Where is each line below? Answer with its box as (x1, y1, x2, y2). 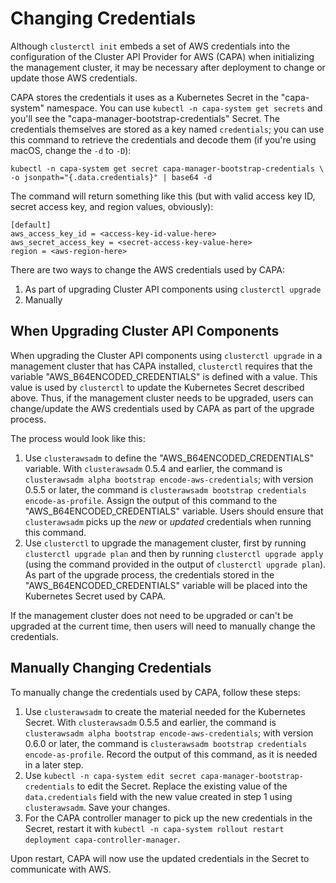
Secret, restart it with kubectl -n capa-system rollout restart (24, 822, 285, 834)
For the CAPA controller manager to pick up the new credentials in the (24, 812, 313, 824)
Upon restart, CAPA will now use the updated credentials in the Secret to (10, 852, 310, 864)
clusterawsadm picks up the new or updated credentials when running (24, 515, 312, 527)
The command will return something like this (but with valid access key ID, (10, 190, 316, 202)
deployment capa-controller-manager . (24, 833, 181, 845)
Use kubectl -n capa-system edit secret (24, 769, 197, 781)
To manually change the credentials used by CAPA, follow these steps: (10, 686, 301, 698)
